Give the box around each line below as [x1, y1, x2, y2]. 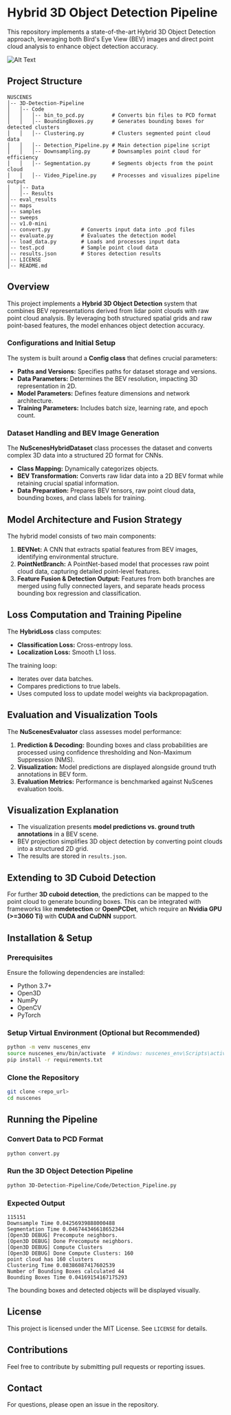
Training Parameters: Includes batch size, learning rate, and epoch [16, 404, 208, 412]
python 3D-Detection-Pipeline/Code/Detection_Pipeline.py [7, 1182, 177, 1189]
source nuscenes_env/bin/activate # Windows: [7, 1050, 143, 1057]
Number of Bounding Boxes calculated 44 [7, 1268, 125, 1275]
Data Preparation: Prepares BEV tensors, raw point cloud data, [16, 486, 196, 495]
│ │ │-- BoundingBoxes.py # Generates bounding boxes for [7, 118, 205, 125]
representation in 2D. [16, 382, 77, 390]
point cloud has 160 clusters [7, 1255, 94, 1263]
